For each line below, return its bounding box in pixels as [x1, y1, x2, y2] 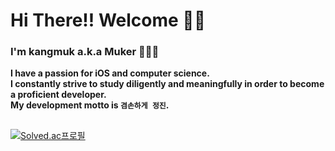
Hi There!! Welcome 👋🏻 [10, 9, 207, 32]
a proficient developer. [10, 89, 107, 101]
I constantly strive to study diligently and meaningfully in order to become [10, 78, 325, 90]
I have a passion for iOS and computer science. [10, 67, 210, 79]
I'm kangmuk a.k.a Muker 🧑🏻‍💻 [10, 45, 160, 59]
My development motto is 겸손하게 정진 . [10, 99, 170, 111]
